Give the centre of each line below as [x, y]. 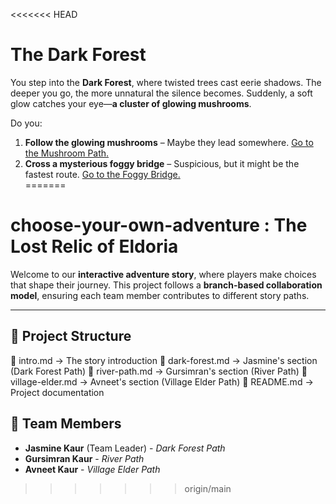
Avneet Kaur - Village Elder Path [92, 469]
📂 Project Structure [71, 336]
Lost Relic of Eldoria [94, 246]
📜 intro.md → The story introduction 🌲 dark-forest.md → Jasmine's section [164, 360]
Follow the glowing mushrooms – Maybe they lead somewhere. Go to [169, 142]
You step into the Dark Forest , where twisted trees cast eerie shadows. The [166, 82]
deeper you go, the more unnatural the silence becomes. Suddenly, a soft [161, 93]
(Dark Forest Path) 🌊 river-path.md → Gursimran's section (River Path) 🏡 [159, 371]
